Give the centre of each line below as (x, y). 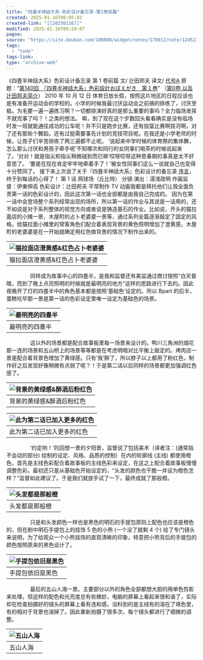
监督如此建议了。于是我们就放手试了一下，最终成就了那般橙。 (96, 477)
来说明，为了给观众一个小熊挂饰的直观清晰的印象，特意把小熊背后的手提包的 (101, 537)
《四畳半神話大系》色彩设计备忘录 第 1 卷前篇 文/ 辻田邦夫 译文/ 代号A (93, 80)
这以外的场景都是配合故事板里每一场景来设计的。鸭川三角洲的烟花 (112, 343)
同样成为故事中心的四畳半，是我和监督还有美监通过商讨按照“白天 (111, 276)
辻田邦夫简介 (22, 95)
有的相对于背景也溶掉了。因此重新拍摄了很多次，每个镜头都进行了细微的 (96, 612)
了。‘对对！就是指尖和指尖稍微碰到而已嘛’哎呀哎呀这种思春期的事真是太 (95, 156)
